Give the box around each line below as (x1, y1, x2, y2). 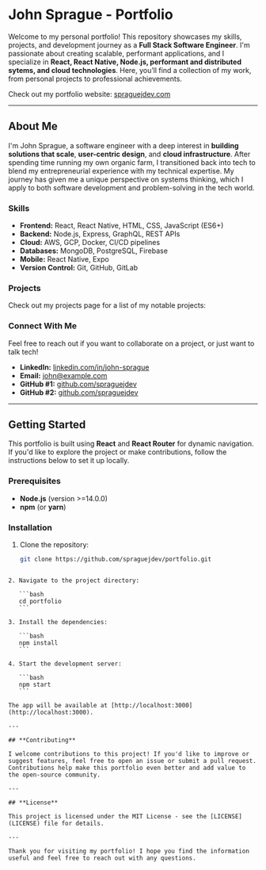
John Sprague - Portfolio (8, 6, 173, 24)
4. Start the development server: (8, 660, 123, 668)
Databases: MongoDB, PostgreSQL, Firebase (19, 246, 169, 255)
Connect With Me (8, 320, 78, 332)
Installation (8, 522, 53, 533)
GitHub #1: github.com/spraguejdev (19, 379, 137, 389)
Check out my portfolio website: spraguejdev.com (8, 89, 171, 98)
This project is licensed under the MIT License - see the (8, 812, 207, 820)
